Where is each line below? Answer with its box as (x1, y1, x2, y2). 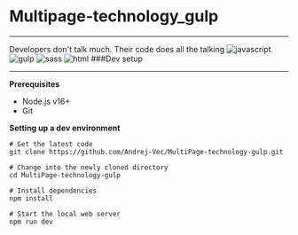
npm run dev (9, 217, 53, 226)
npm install (9, 193, 53, 203)
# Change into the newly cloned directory (9, 162, 169, 172)
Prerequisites (9, 78, 60, 90)
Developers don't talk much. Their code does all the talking (9, 43, 225, 54)
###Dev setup (90, 53, 144, 64)
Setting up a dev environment (9, 122, 121, 133)
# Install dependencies (9, 186, 98, 195)
